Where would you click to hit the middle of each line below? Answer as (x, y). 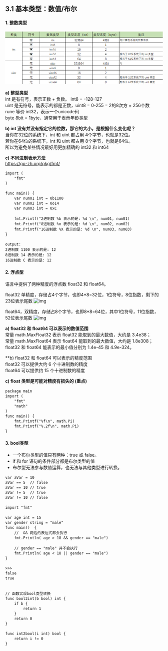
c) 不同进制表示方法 (25, 158)
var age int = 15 (23, 518)
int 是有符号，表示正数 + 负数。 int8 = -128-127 (54, 99)
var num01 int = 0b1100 (39, 198)
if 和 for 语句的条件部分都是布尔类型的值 (53, 461)
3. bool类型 (17, 443)
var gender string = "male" (34, 523)
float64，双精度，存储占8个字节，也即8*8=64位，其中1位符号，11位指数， (82, 311)
